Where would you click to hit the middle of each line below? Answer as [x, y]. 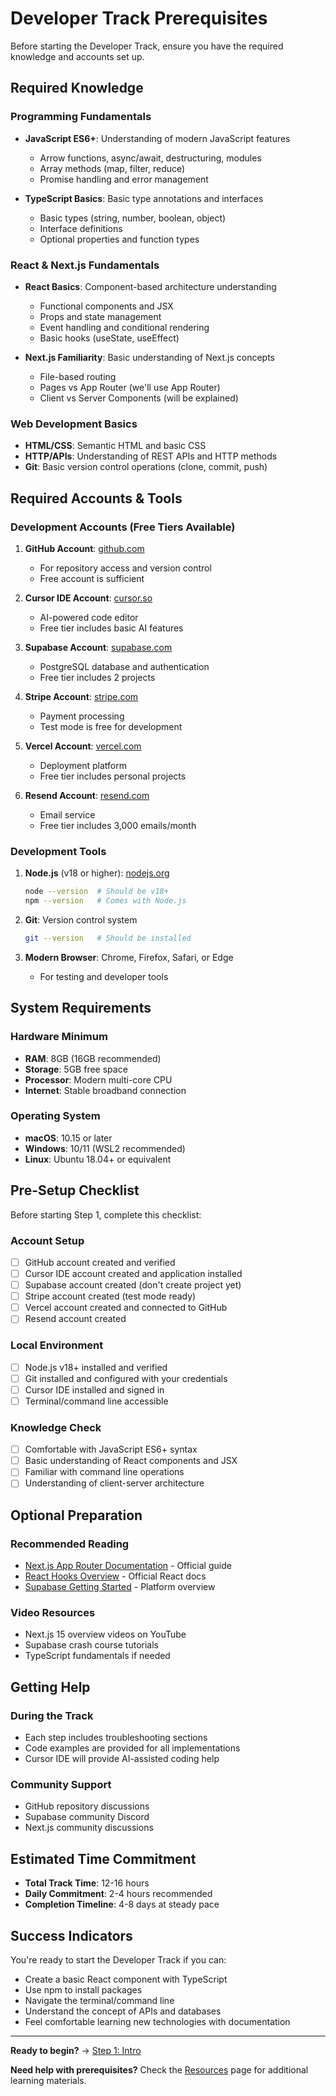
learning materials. [48, 2080]
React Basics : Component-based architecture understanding [150, 286]
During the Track [52, 1715]
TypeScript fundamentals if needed [97, 1656]
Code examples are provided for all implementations [132, 1748]
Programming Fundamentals [81, 117]
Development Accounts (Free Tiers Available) [123, 527]
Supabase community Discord [87, 1817]
